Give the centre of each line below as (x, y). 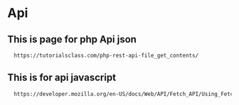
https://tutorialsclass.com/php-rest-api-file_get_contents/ (106, 55)
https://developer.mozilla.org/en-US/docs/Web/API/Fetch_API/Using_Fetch (125, 94)
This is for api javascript (62, 78)
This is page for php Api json (72, 39)
